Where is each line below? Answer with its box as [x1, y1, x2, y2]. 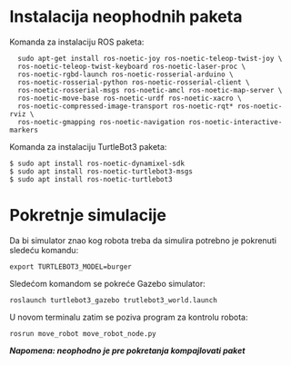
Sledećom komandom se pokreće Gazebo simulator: [9, 278, 206, 289]
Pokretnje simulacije [9, 205, 166, 226]
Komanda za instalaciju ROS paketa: [9, 36, 145, 47]
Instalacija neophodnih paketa [9, 6, 243, 27]
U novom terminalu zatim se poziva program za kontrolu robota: [9, 311, 248, 322]
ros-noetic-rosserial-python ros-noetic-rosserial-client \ [17, 77, 250, 87]
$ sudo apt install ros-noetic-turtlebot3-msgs [9, 166, 194, 176]
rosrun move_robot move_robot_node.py [9, 329, 156, 338]
